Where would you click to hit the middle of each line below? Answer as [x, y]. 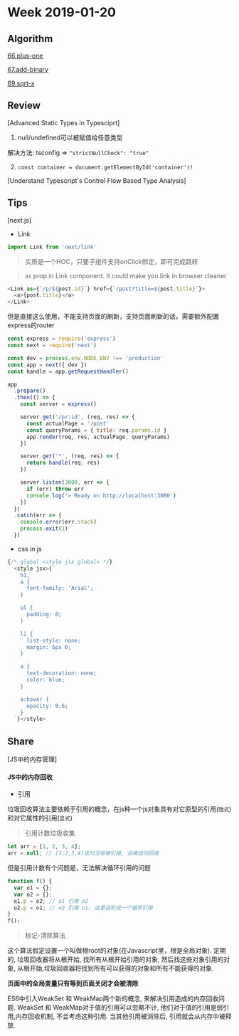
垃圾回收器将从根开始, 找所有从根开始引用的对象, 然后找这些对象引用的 [120, 960]
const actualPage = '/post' [68, 423]
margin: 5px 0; [49, 647]
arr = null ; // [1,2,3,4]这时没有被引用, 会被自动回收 [83, 853]
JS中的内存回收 [30, 777]
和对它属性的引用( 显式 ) [40, 818]
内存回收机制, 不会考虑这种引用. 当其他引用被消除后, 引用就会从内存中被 [120, 1016]
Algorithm [30, 39]
